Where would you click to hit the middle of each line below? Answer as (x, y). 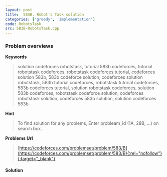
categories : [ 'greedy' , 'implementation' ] (50, 19)
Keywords (16, 57)
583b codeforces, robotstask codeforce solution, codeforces (80, 93)
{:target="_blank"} (36, 159)
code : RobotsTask (23, 24)
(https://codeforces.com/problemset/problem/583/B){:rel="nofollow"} (90, 153)
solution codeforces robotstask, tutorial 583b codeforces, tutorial (85, 67)
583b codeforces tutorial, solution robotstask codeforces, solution (86, 88)
